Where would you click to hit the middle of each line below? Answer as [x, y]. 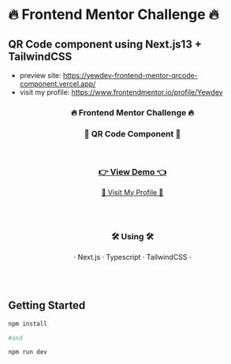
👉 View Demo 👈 [132, 172]
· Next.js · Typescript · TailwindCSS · [132, 257]
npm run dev [28, 352]
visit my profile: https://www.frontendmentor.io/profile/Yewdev [121, 92]
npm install [28, 324]
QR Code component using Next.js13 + [105, 44]
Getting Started [47, 306]
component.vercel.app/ [58, 84]
